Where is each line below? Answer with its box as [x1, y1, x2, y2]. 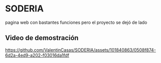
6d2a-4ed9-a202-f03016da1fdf [5, 52, 70, 58]
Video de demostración [5, 34, 79, 42]
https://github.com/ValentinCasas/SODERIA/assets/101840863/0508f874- [5, 47, 157, 53]
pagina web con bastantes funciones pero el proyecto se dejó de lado [5, 19, 147, 25]
